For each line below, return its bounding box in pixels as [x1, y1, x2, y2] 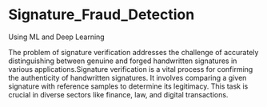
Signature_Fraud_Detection [8, 6, 195, 24]
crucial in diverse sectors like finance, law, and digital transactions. [8, 89, 229, 99]
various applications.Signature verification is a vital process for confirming [8, 64, 253, 73]
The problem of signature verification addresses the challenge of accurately [8, 47, 259, 57]
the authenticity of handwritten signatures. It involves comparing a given [8, 73, 247, 82]
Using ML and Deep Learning [8, 32, 106, 42]
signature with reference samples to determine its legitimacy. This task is [8, 81, 249, 91]
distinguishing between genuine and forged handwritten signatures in [8, 56, 237, 65]
